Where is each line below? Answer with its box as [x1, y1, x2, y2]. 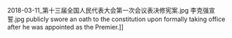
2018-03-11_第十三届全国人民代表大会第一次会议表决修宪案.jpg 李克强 [7, 6, 210, 14]
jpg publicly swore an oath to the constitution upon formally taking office [15, 15, 226, 23]
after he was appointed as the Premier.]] [7, 23, 124, 31]
